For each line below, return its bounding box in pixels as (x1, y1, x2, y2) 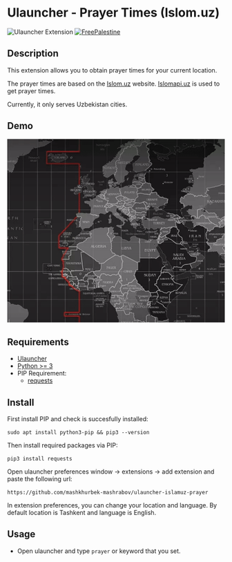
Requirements (7, 336, 69, 348)
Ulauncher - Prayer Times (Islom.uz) (7, 5, 220, 21)
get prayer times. (7, 86, 56, 95)
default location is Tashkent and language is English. (7, 509, 157, 517)
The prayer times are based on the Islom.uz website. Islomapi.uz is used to (7, 79, 220, 88)
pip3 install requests (7, 456, 72, 463)
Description (7, 48, 59, 59)
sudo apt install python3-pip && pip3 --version (7, 429, 150, 436)
